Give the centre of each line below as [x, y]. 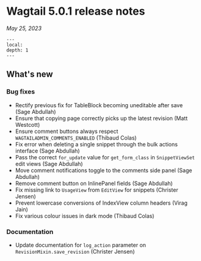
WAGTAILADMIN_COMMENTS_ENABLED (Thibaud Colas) [76, 138]
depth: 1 [17, 50]
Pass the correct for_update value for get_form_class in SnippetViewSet [105, 157]
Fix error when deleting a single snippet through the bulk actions [97, 144]
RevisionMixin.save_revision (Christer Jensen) [75, 251]
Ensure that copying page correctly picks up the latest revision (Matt [101, 118]
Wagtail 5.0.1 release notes [76, 11]
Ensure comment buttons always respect [67, 131]
